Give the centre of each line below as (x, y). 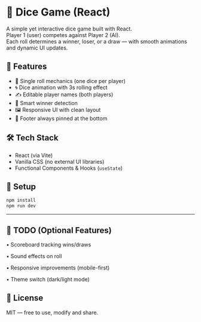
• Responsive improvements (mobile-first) (58, 268)
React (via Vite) (34, 155)
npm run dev (21, 206)
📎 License (25, 298)
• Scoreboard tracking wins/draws (49, 244)
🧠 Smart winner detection (46, 103)
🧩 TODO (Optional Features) (59, 230)
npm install (21, 200)
